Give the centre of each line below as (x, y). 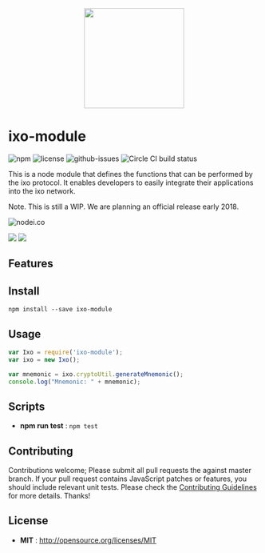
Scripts (27, 406)
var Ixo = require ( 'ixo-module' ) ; (66, 352)
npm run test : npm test (59, 426)
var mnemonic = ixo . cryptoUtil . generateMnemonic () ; (96, 374)
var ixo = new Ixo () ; (44, 359)
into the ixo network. (42, 190)
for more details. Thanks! (49, 496)
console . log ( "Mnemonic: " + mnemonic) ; (75, 382)
